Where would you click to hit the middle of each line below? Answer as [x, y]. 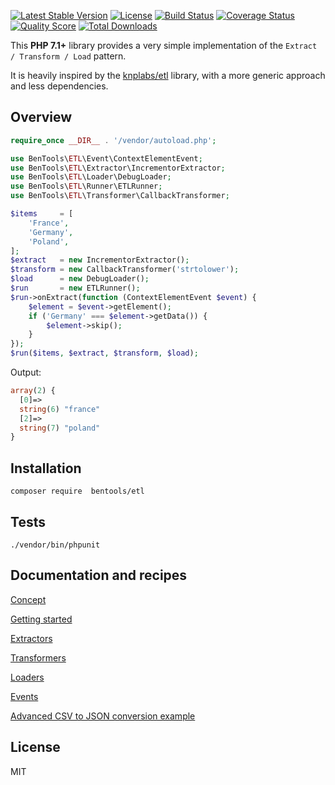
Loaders [27, 677]
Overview [41, 117]
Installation [46, 468]
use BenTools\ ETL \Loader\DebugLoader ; [91, 177]
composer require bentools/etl [77, 491]
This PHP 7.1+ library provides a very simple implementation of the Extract [164, 45]
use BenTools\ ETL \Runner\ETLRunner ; [86, 186]
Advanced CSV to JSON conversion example [103, 716]
